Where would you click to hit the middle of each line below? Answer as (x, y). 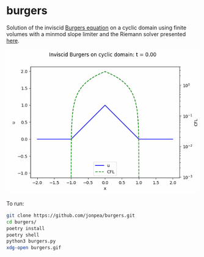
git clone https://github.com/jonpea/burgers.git (71, 215)
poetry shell (23, 235)
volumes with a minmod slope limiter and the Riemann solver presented (96, 34)
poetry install (26, 228)
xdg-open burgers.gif (34, 248)
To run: (15, 203)
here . (13, 40)
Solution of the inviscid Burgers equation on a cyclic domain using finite (97, 28)
